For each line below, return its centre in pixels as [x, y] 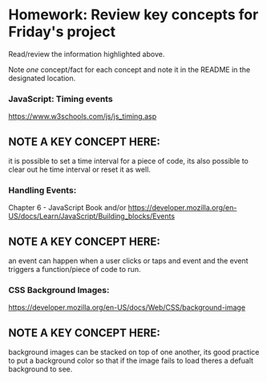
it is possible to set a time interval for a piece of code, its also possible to [128, 161]
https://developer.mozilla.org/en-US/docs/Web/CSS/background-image [127, 307]
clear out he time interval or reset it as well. [79, 169]
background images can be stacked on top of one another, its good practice [134, 352]
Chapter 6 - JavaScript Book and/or [67, 208]
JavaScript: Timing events [61, 99]
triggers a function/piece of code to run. [75, 270]
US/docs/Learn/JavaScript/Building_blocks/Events [91, 216]
